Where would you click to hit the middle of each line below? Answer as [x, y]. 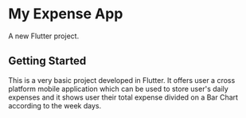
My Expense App [66, 14]
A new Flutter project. [44, 36]
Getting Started [47, 61]
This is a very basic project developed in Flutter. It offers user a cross [122, 80]
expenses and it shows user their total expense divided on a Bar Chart [123, 97]
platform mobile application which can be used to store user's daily [118, 88]
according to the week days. [55, 105]
